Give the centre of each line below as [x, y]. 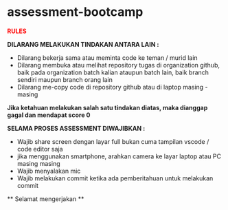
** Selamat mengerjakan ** [46, 199]
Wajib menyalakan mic [49, 171]
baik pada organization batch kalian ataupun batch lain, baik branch [113, 72]
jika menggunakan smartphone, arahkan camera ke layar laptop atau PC [119, 156]
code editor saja [40, 149]
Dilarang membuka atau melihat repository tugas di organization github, [118, 65]
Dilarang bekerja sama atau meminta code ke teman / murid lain [107, 57]
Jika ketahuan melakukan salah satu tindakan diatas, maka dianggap [107, 107]
